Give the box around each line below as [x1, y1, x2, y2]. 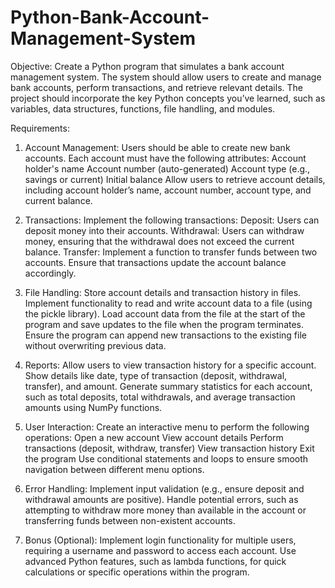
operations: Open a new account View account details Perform [24, 431, 284, 443]
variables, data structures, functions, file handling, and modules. [10, 102, 276, 115]
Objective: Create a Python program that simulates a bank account [10, 60, 285, 72]
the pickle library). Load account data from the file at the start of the [24, 307, 306, 320]
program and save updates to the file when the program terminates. [24, 318, 305, 330]
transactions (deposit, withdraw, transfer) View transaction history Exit [24, 442, 315, 454]
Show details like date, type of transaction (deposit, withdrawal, [24, 369, 288, 381]
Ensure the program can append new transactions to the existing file [24, 329, 307, 341]
